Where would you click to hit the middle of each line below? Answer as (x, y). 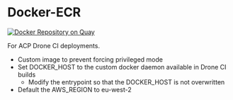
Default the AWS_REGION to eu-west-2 (75, 89)
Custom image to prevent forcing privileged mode (90, 59)
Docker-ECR (44, 12)
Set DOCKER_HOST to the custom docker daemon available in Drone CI (122, 67)
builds (27, 74)
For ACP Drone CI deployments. (54, 45)
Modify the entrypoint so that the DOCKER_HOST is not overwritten (126, 82)
